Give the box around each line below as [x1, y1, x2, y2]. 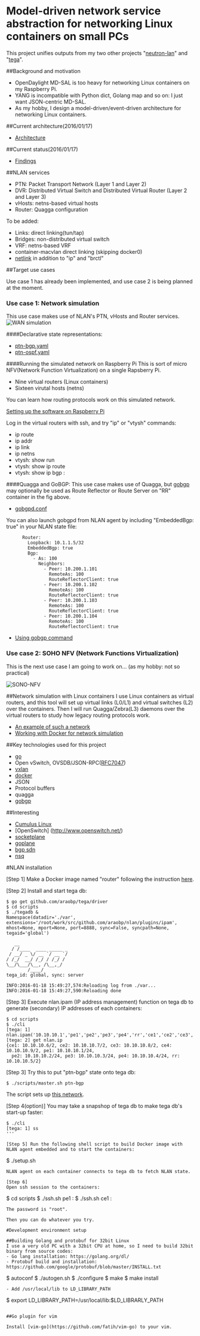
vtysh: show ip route [14, 463, 66, 470]
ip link [14, 444, 30, 451]
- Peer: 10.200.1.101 [44, 566, 97, 572]
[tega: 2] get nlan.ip [6, 1037, 63, 1043]
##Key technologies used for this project [6, 741, 106, 748]
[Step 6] [6, 1179, 28, 1185]
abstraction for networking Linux [6, 17, 173, 31]
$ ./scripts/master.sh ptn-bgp [6, 1080, 84, 1086]
